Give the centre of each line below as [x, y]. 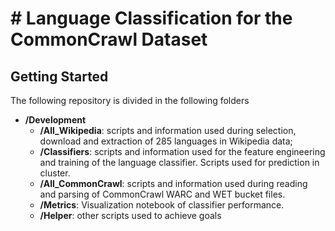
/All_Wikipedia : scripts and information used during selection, [168, 130]
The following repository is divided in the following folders [130, 100]
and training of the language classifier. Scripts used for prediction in [179, 162]
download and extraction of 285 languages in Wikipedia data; [166, 141]
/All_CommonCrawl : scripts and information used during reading [173, 183]
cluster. [55, 173]
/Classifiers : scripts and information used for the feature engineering [182, 151]
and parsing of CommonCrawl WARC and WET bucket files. [162, 194]
